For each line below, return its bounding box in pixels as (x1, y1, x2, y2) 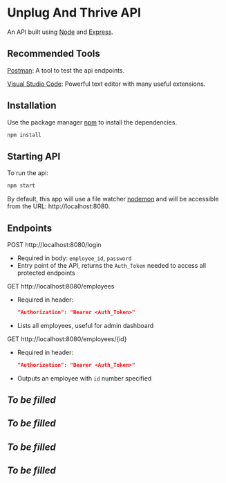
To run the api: (7, 169, 48, 177)
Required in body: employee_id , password (17, 254, 132, 262)
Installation (7, 100, 57, 111)
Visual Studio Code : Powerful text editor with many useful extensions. (7, 80, 206, 88)
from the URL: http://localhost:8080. (7, 202, 111, 210)
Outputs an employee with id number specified (17, 374, 152, 382)
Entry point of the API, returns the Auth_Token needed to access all (17, 261, 206, 269)
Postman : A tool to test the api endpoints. (7, 66, 125, 74)
